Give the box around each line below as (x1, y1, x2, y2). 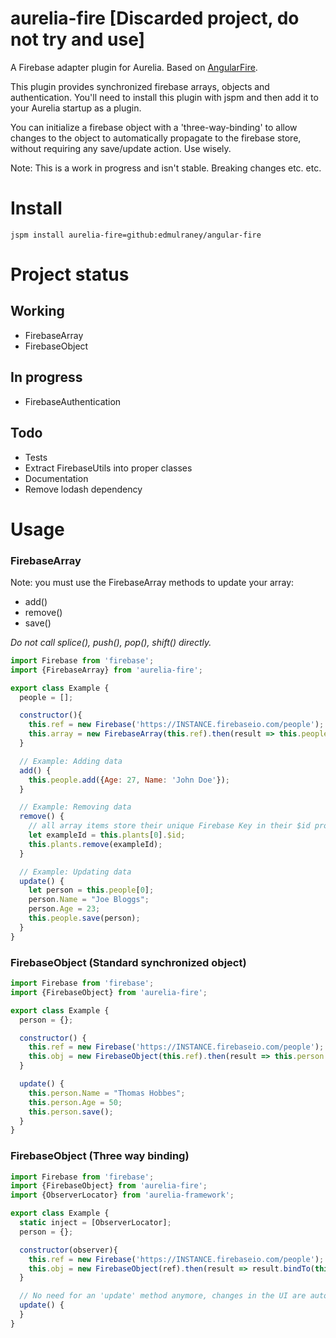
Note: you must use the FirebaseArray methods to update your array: (10, 576, 295, 588)
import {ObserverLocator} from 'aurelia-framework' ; (10, 1190, 235, 1201)
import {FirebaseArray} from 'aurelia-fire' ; (10, 665, 203, 675)
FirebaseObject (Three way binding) (10, 1149, 190, 1163)
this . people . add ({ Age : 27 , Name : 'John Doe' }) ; (28, 775, 230, 785)
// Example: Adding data (19, 756, 123, 766)
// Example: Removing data (19, 802, 132, 812)
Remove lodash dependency (24, 483, 143, 495)
